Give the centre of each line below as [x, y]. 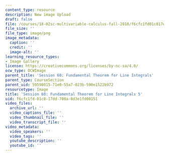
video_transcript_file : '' [38, 122]
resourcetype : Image [27, 89]
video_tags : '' [26, 136]
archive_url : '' [27, 108]
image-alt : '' [24, 52]
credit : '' [21, 47]
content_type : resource [30, 10]
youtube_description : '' [36, 141]
